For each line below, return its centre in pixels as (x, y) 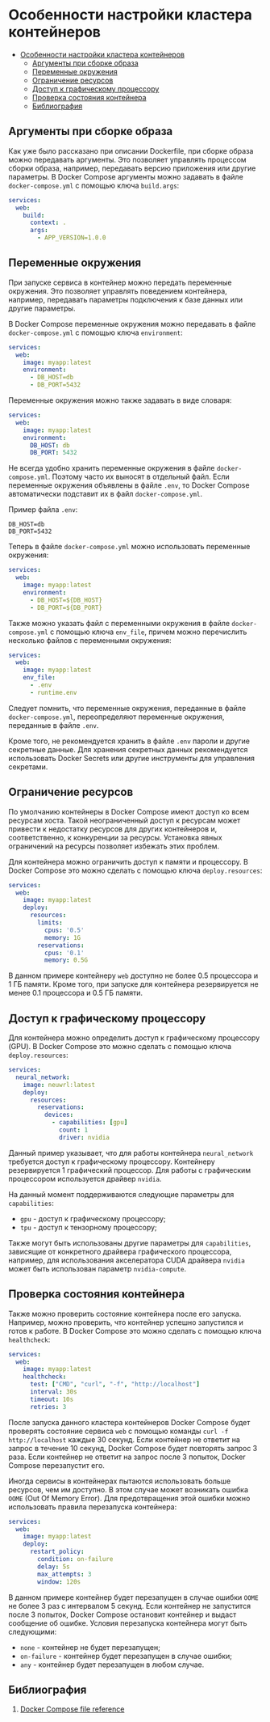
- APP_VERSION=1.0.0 (72, 238)
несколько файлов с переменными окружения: (90, 640)
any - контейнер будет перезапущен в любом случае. (112, 1665)
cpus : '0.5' (64, 930)
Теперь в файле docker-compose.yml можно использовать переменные (129, 547)
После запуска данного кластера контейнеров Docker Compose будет (129, 1422)
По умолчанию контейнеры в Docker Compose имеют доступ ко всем (129, 811)
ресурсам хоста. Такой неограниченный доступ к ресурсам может (125, 820)
